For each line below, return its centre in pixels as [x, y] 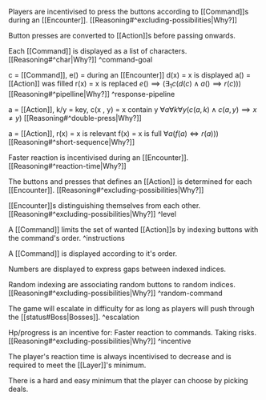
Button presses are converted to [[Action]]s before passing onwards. [122, 36]
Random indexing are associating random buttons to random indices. [122, 284]
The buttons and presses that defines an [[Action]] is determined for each [130, 181]
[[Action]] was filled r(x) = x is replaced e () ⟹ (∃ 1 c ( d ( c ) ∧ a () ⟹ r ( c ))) [125, 85]
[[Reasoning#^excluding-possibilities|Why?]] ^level [93, 214]
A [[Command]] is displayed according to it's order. [93, 253]
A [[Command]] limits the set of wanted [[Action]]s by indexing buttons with [133, 229]
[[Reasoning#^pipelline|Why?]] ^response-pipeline [92, 94]
